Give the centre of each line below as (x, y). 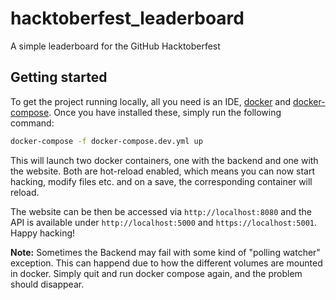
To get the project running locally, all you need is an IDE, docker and (151, 101)
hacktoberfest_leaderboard (127, 18)
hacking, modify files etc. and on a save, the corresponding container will (161, 181)
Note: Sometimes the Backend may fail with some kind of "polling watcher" (165, 252)
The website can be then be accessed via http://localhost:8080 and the (161, 211)
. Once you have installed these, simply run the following (165, 112)
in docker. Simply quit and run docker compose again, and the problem (156, 273)
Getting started (59, 77)
